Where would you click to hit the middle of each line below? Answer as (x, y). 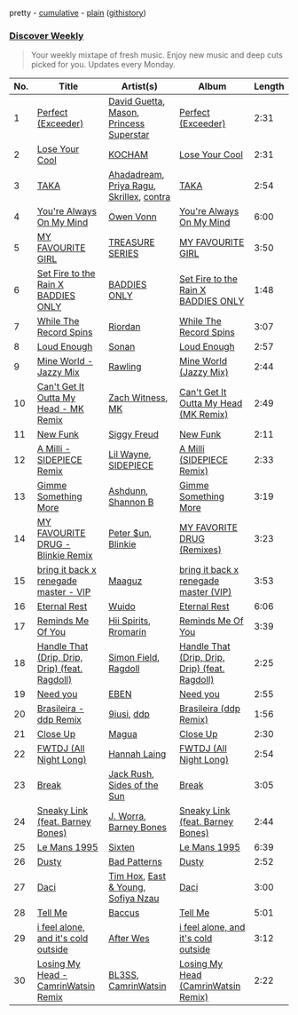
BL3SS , (123, 975)
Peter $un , (130, 534)
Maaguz (125, 581)
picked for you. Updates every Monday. (103, 65)
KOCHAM (128, 155)
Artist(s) (139, 86)
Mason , (124, 113)
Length (269, 86)
